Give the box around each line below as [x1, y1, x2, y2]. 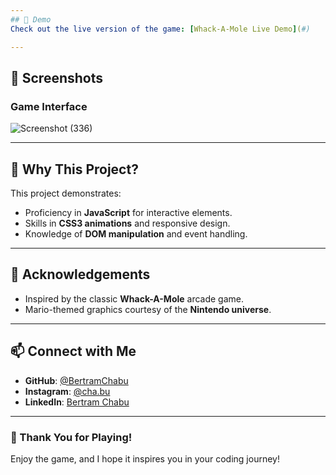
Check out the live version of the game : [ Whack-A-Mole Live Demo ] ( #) [10, 24, 311, 34]
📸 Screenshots [10, 69, 104, 86]
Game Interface [10, 99, 88, 113]
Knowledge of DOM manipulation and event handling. [24, 228, 248, 240]
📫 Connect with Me [10, 343, 137, 360]
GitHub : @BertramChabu [24, 374, 129, 386]
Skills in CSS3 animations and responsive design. [24, 217, 231, 229]
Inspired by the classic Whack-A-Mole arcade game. [24, 292, 245, 305]
